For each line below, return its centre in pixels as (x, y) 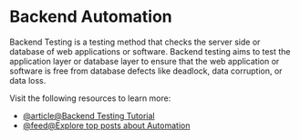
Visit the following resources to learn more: (90, 98)
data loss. (28, 80)
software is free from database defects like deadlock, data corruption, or (146, 71)
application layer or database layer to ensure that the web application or (145, 61)
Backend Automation (91, 17)
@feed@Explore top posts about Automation (106, 125)
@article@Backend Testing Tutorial (88, 115)
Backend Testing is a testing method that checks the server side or (135, 42)
